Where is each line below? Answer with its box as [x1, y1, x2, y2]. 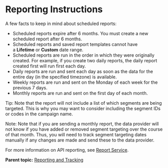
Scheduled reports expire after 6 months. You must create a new [12, 30, 149, 36]
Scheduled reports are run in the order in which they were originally [12, 52, 155, 58]
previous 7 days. [12, 84, 47, 90]
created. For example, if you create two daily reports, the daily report [12, 57, 157, 63]
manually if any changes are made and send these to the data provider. [5, 137, 154, 143]
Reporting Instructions [5, 4, 103, 15]
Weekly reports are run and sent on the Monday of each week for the [12, 79, 158, 85]
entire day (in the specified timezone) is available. [12, 74, 117, 80]
